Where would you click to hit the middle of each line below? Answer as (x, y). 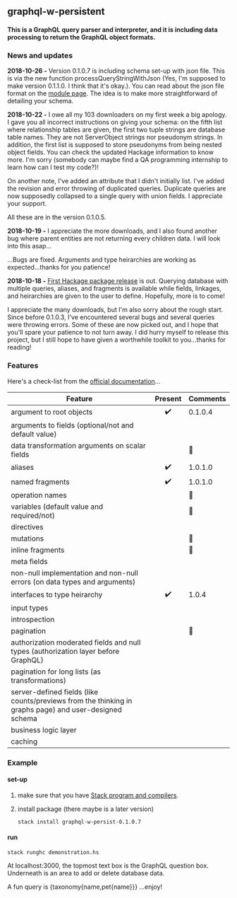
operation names (39, 495)
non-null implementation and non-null (75, 572)
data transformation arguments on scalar (78, 445)
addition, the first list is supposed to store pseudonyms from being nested (115, 145)
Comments (207, 398)
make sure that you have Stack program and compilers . (98, 795)
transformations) (39, 680)
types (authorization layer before (65, 651)
